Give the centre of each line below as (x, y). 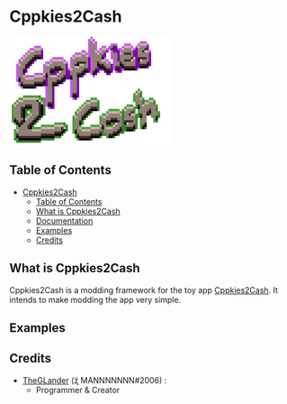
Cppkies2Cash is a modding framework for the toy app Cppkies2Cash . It (144, 289)
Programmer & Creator (78, 390)
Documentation (64, 220)
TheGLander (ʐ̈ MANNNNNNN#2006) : (94, 380)
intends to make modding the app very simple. (95, 299)
